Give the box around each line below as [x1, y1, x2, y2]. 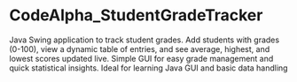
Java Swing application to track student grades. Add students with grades [9, 34, 280, 45]
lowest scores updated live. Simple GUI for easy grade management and [9, 53, 274, 63]
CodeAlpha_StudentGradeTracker [9, 5, 263, 26]
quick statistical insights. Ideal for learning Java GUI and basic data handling [9, 63, 288, 73]
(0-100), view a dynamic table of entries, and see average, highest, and [9, 43, 270, 54]
